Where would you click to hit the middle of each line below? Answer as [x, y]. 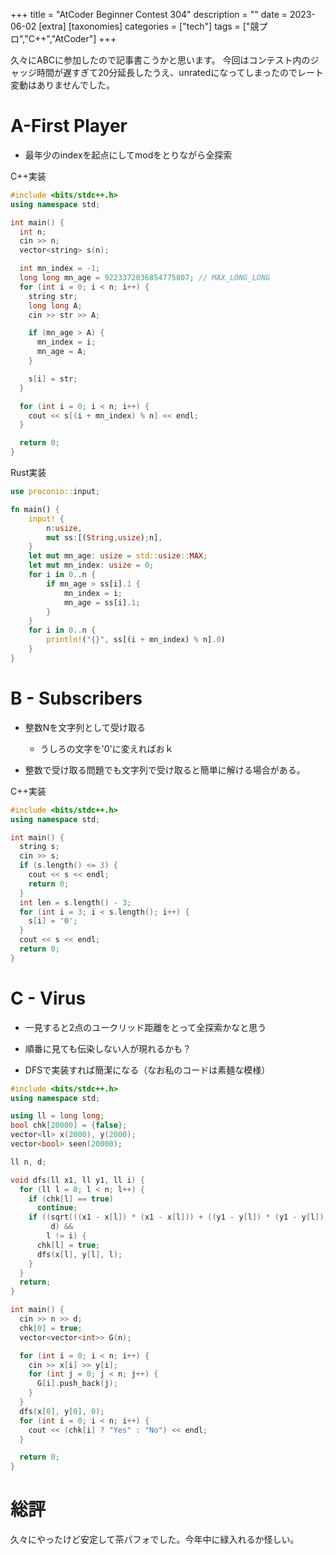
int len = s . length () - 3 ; [75, 902]
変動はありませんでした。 [62, 85]
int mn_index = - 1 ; [60, 269]
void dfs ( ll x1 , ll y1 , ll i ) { [77, 1180]
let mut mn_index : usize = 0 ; [91, 565]
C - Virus [48, 998]
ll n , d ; [28, 1162]
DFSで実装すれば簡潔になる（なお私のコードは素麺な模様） [147, 1070]
